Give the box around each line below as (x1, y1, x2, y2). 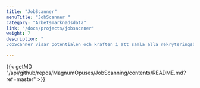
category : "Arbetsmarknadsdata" (6, 19, 86, 25)
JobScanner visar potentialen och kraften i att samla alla (6, 42, 159, 48)
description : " (6, 36, 44, 42)
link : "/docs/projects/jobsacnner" (6, 25, 95, 31)
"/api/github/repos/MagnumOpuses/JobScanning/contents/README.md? (6, 69, 186, 76)
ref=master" (6, 75, 36, 83)
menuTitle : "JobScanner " (6, 14, 70, 20)
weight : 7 (6, 31, 31, 37)
